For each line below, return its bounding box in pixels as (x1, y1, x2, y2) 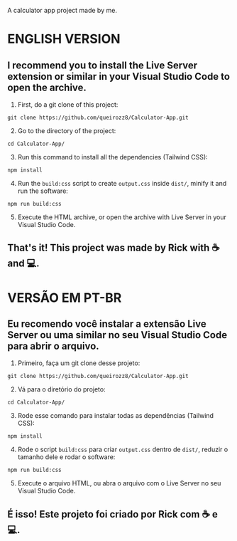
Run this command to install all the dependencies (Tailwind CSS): (17, 153, 208, 161)
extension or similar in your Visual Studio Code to (7, 70, 231, 83)
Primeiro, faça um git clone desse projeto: (17, 359, 140, 367)
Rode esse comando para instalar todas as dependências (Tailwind (17, 411, 214, 420)
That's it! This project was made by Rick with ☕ (7, 242, 220, 254)
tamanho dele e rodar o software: (17, 453, 116, 461)
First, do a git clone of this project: (17, 100, 118, 109)
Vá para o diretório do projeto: (17, 385, 106, 394)
